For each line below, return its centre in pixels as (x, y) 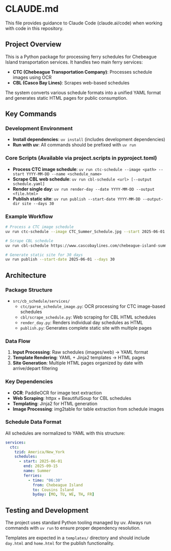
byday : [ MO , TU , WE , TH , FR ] (63, 495)
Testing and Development (47, 510)
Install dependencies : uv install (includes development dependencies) (89, 139)
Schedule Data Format (33, 422)
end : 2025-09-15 (41, 466)
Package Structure (29, 289)
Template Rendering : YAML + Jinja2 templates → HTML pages (79, 358)
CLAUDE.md (32, 9)
